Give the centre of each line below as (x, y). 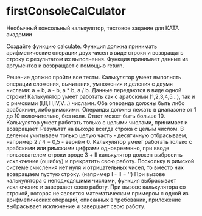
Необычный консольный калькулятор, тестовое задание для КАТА (93, 28)
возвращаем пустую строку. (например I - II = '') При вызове (86, 174)
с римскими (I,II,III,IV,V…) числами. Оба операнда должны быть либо (96, 103)
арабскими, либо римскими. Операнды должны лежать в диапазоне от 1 (101, 109)
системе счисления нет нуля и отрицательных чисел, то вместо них (95, 167)
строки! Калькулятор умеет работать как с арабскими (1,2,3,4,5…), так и (101, 96)
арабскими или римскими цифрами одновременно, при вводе (88, 148)
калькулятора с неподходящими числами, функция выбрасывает (91, 180)
